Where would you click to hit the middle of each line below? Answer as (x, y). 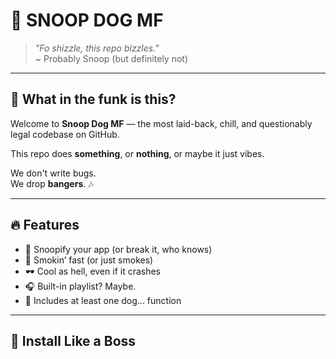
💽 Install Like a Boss (73, 340)
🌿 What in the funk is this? (93, 99)
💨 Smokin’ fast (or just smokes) (89, 260)
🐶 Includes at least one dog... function (103, 300)
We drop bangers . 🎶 (52, 183)
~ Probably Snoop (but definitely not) (111, 58)
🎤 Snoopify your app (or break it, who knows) (118, 249)
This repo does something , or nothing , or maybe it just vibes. (137, 153)
